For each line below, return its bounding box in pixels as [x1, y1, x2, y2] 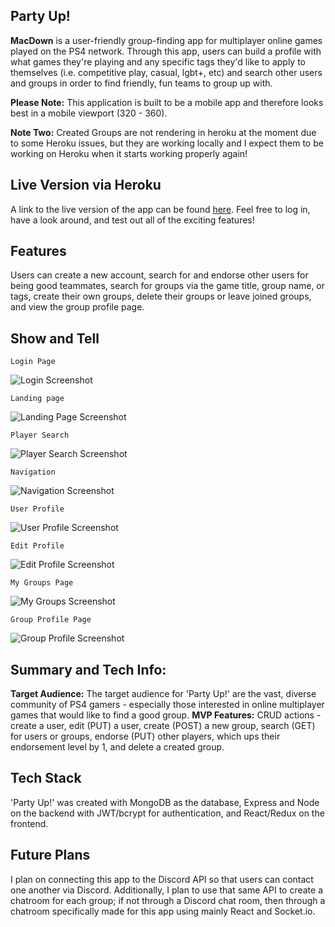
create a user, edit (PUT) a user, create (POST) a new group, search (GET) [10, 720, 316, 732]
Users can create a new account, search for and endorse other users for [10, 269, 309, 281]
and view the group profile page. [10, 301, 145, 313]
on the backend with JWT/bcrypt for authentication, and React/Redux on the [10, 807, 325, 819]
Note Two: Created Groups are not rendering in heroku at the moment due [10, 126, 317, 138]
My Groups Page [10, 578, 74, 588]
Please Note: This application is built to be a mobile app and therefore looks [10, 96, 324, 108]
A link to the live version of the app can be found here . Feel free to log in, [10, 203, 311, 215]
